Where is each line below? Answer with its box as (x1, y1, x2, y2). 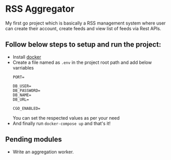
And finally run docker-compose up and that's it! (12, 120, 111, 126)
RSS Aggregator (5, 3, 75, 15)
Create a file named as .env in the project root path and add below (12, 59, 152, 65)
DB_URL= (12, 97, 29, 102)
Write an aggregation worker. (12, 149, 74, 155)
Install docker (12, 54, 42, 60)
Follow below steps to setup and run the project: (5, 40, 161, 49)
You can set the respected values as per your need (12, 115, 120, 121)
